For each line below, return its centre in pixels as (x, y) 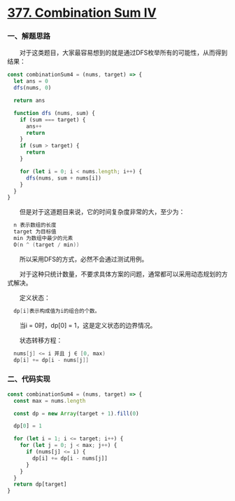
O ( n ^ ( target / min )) (47, 245)
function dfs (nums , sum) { (55, 113)
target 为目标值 (35, 232)
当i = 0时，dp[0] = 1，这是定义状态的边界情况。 (88, 325)
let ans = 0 (31, 81)
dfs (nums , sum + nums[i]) (63, 178)
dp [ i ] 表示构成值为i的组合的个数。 (57, 311)
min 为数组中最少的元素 (43, 239)
